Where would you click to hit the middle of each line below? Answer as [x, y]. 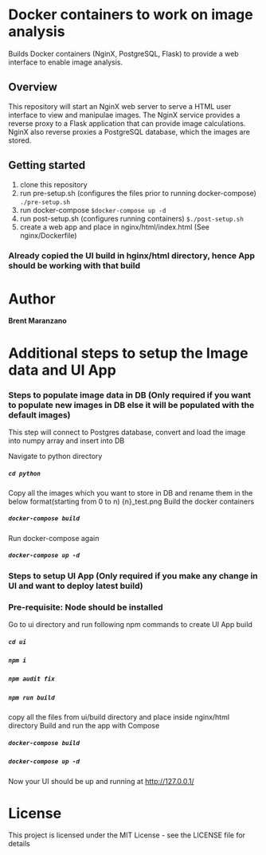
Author [32, 298]
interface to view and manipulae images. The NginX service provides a [124, 115]
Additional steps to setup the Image [128, 353]
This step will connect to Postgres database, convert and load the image [127, 432]
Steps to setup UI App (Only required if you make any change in [133, 575]
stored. [20, 140]
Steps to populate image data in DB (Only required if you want [130, 394]
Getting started [47, 165]
